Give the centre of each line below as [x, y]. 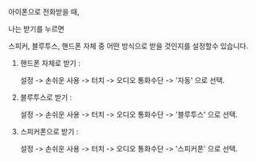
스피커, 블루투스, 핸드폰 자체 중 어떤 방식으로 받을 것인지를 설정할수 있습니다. [128, 46]
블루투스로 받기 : [46, 97]
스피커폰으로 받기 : [49, 132]
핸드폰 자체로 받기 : [50, 63]
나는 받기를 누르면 [36, 29]
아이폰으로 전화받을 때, [44, 12]
